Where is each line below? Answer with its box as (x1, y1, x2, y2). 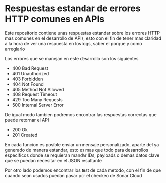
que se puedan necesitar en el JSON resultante (5, 157, 102, 163)
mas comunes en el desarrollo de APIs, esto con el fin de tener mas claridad (5, 35, 162, 41)
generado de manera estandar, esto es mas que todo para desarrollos (5, 147, 148, 153)
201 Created (12, 132, 38, 138)
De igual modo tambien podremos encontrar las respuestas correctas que (5, 111, 157, 117)
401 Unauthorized (12, 70, 49, 76)
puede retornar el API (5, 117, 49, 123)
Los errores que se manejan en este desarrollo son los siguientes (5, 55, 139, 61)
